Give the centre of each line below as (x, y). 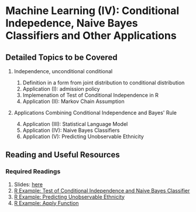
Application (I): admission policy (61, 89)
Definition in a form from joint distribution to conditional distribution (104, 83)
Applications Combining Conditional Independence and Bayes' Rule (95, 113)
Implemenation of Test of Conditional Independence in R (91, 95)
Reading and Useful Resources (63, 155)
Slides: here (28, 184)
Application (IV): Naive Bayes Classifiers (71, 130)
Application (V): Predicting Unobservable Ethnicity (83, 136)
